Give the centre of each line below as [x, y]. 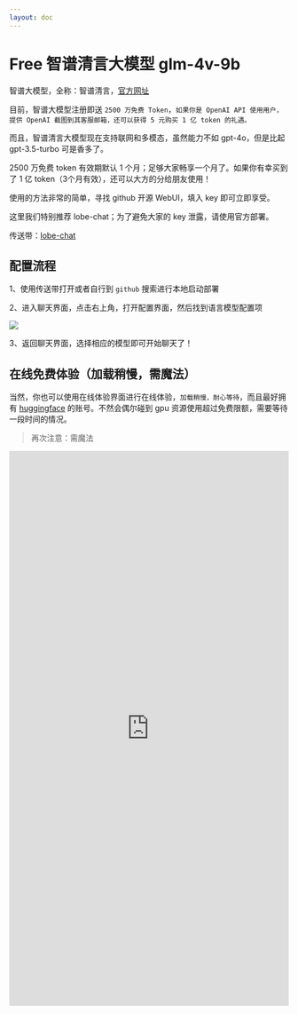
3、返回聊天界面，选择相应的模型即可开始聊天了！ [101, 344]
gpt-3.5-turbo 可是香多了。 [59, 148]
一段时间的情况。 [40, 419]
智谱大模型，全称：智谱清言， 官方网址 [79, 91]
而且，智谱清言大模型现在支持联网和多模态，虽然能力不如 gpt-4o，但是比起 [147, 138]
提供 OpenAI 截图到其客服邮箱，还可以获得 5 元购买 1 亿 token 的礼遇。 [130, 120]
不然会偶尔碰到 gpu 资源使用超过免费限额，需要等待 [193, 408]
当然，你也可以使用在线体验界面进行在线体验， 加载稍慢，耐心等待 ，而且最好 [144, 397]
